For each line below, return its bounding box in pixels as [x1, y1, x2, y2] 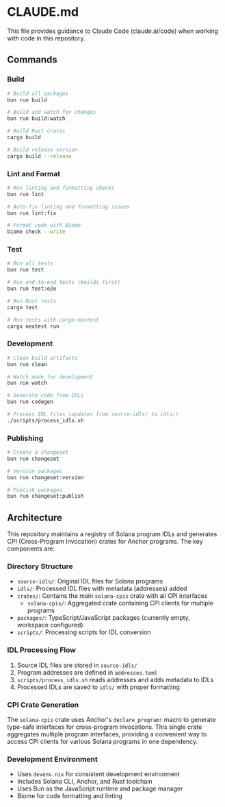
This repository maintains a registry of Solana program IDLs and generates [7, 530, 217, 538]
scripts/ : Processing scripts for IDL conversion [16, 628, 152, 636]
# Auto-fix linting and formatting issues [7, 203, 130, 210]
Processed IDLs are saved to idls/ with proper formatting [16, 683, 180, 691]
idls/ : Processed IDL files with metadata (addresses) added [16, 584, 187, 593]
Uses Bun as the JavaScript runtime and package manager [16, 784, 183, 793]
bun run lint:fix [7, 210, 57, 217]
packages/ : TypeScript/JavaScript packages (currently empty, [16, 614, 190, 622]
